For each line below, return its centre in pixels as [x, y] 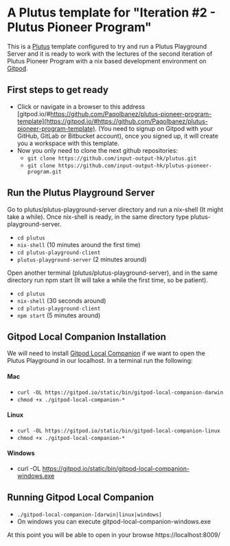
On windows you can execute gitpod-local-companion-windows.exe [114, 521]
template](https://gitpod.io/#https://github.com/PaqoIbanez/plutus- [112, 121]
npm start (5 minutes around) [59, 315]
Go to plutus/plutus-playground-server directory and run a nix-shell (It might [115, 209]
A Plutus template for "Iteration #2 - [112, 13]
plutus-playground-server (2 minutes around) [82, 259]
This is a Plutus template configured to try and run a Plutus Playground [107, 46]
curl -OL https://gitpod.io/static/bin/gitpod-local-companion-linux [119, 431]
